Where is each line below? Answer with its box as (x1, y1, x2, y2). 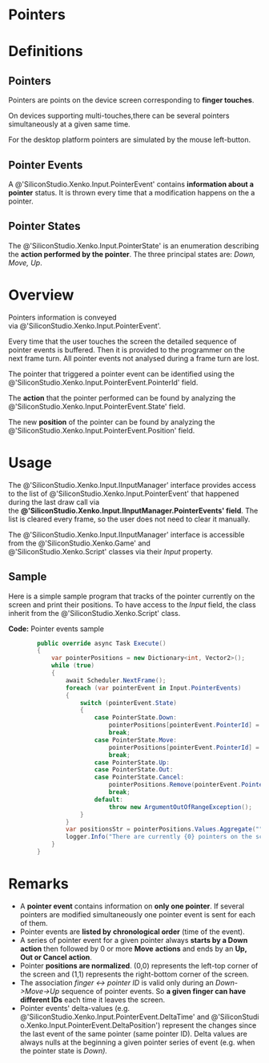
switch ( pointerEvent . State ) (79, 699, 178, 707)
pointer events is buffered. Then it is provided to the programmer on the (8, 344, 246, 354)
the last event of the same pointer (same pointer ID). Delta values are (19, 1029, 248, 1038)
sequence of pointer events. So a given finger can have (61, 986, 247, 996)
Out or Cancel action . (19, 952, 92, 962)
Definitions (8, 42, 84, 61)
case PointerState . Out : (94, 766, 174, 774)
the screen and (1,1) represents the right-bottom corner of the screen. (19, 969, 250, 979)
